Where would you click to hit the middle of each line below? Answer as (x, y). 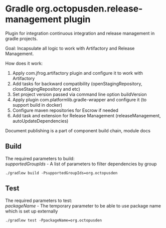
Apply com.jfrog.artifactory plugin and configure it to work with (77, 73)
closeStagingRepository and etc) (46, 89)
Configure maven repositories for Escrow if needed (65, 110)
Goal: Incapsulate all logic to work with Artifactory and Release (70, 48)
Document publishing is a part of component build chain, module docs (78, 130)
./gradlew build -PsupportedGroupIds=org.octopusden (61, 173)
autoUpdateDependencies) (40, 121)
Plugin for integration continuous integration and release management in (80, 33)
